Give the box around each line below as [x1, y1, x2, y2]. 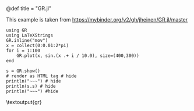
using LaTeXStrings [6, 33, 54, 38]
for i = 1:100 [6, 48, 41, 53]
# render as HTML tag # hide [6, 73, 77, 79]
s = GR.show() [6, 68, 41, 74]
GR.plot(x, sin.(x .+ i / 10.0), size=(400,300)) [16, 53, 140, 59]
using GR [6, 27, 27, 33]
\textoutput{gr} [6, 99, 42, 105]
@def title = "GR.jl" [6, 5, 51, 12]
